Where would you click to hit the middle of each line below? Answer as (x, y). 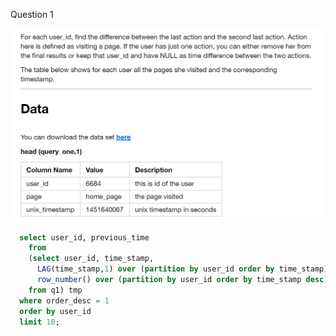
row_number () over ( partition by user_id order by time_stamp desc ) (182, 280)
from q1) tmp (55, 290)
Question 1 (32, 14)
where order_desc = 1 (64, 300)
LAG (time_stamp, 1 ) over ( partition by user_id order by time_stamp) (182, 269)
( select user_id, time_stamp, (91, 259)
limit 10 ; (39, 322)
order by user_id (55, 311)
